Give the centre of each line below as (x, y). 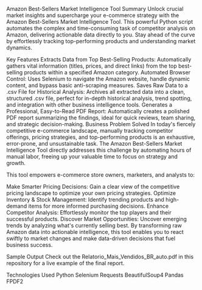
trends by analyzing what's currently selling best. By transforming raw (94, 225)
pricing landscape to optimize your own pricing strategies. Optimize (91, 193)
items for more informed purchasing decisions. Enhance (99, 206)
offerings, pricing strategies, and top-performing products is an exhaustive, (101, 137)
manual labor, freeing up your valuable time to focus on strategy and (92, 157)
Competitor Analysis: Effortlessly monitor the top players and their (89, 212)
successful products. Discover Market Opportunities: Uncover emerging (97, 219)
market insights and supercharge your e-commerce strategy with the (93, 15)
